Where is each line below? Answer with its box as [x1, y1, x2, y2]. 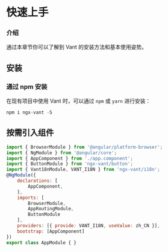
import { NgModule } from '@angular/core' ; [6, 149, 117, 156]
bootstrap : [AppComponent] [17, 228, 85, 234]
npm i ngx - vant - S [6, 109, 52, 115]
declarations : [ [17, 178, 58, 184]
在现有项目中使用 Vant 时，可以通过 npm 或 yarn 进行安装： [6, 97, 151, 105]
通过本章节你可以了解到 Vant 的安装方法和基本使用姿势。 [6, 44, 148, 51]
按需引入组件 [6, 128, 54, 138]
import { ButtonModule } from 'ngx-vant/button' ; [6, 161, 134, 167]
